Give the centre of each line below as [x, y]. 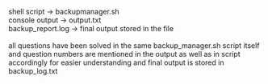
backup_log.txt [33, 71]
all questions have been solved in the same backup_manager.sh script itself [134, 46]
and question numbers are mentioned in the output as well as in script [124, 54]
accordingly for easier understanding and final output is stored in [116, 62]
